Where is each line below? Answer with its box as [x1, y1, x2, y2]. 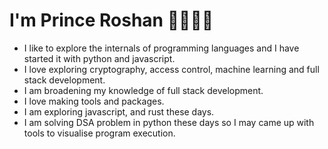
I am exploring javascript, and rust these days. [23, 105, 215, 118]
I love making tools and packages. [23, 95, 165, 107]
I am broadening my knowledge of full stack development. [23, 84, 264, 96]
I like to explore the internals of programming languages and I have [23, 42, 300, 54]
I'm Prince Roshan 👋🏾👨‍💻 [9, 9, 214, 32]
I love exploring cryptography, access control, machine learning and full [23, 63, 320, 75]
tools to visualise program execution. [23, 127, 176, 139]
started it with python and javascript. [23, 52, 176, 64]
